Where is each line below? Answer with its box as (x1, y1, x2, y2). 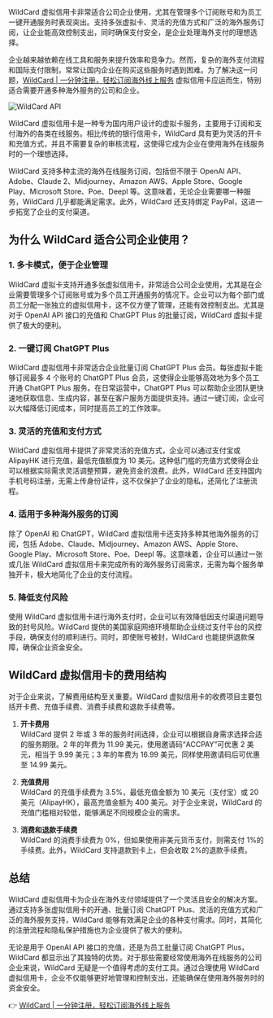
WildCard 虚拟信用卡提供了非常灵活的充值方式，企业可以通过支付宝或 (8, 446, 241, 456)
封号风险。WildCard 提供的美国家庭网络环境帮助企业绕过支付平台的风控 (22, 622, 262, 631)
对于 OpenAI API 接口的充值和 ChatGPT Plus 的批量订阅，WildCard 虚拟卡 (8, 310, 256, 320)
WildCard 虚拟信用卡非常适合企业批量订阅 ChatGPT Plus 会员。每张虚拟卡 (8, 362, 256, 372)
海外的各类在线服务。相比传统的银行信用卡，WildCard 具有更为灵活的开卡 (15, 129, 262, 138)
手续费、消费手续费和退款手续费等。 (58, 701, 180, 711)
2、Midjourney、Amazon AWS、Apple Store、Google (63, 177, 243, 186)
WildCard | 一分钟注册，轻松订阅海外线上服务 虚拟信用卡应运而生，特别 (23, 76, 262, 85)
